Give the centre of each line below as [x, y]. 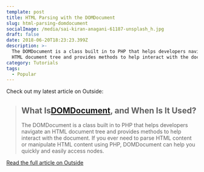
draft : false [23, 35]
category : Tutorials [32, 63]
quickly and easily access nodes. [63, 151]
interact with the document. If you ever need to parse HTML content [107, 138]
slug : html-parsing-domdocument [47, 23]
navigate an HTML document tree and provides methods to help [101, 132]
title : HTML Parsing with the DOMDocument [61, 18]
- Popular [24, 74]
